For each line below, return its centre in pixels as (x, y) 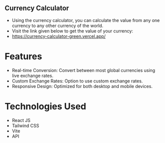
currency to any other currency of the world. (58, 25)
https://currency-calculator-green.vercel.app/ (59, 36)
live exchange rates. (32, 75)
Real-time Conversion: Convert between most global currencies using (83, 70)
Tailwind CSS (25, 125)
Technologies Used (46, 106)
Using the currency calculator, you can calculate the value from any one (86, 20)
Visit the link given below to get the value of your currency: (72, 31)
